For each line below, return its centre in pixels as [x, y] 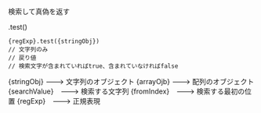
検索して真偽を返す [39, 11]
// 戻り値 [22, 58]
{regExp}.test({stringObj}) [54, 41]
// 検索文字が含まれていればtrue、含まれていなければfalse [93, 66]
